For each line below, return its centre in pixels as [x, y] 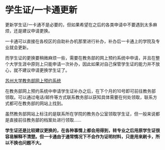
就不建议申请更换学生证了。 [41, 70]
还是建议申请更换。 [33, 30]
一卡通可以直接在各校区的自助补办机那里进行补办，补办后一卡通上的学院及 [80, 41]
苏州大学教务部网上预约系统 [33, 80]
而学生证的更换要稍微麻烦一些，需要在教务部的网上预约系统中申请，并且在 [80, 58]
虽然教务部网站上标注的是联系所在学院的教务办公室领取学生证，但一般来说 [80, 114]
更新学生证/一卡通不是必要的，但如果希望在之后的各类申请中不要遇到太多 [79, 25]
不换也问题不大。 [27, 143]
